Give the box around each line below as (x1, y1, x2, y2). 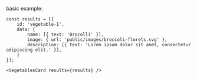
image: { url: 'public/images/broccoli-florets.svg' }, (27, 37, 168, 43)
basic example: (6, 5, 43, 12)
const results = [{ (6, 16, 54, 22)
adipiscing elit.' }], (6, 47, 62, 53)
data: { (17, 26, 35, 32)
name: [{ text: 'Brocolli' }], (27, 32, 104, 37)
